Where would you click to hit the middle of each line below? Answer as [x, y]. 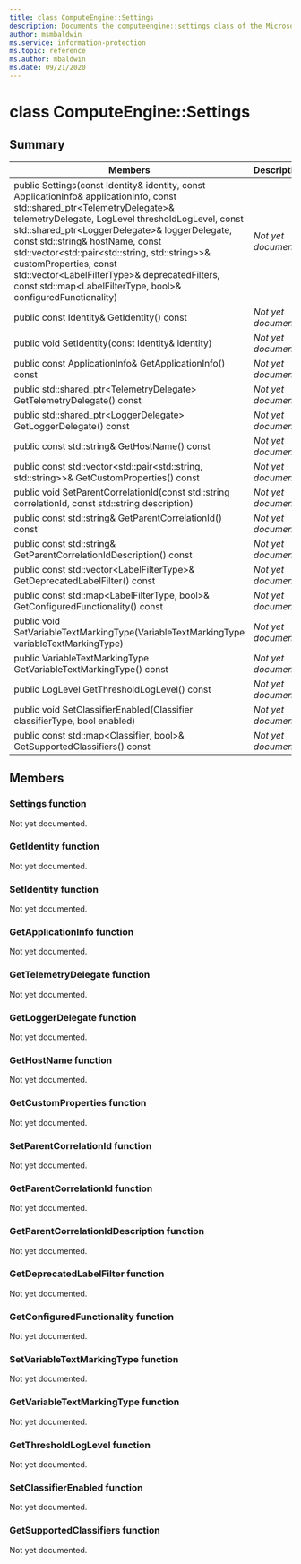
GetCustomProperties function [78, 1103]
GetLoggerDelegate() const [72, 426]
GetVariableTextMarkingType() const [91, 669]
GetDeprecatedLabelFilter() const [85, 581]
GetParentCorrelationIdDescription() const [103, 555]
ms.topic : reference [48, 51]
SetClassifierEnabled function [76, 1487]
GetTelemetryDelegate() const [77, 400]
